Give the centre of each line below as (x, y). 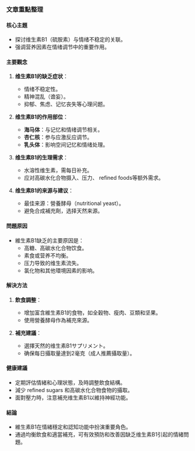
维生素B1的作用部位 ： (42, 117)
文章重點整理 (25, 9)
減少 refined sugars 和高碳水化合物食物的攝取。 (74, 390)
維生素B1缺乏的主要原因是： (49, 240)
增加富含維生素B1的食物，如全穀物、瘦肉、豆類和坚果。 (92, 312)
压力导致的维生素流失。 (53, 263)
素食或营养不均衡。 (48, 255)
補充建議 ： (28, 333)
